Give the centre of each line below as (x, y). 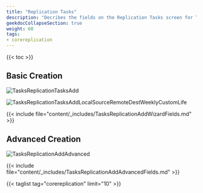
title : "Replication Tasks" (42, 12)
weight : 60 (20, 29)
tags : (13, 34)
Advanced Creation (44, 139)
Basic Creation (34, 76)
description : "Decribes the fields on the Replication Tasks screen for (100, 17)
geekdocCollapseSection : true (44, 23)
